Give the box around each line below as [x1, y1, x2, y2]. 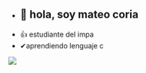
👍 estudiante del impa [19, 29, 94, 39]
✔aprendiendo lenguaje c [19, 40, 104, 50]
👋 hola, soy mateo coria [19, 8, 139, 21]
